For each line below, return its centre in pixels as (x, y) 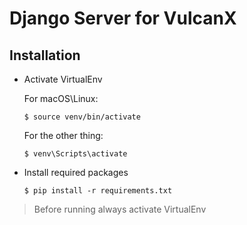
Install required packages (76, 172)
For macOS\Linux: (61, 98)
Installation (45, 55)
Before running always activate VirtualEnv (120, 209)
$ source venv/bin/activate (82, 117)
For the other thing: (63, 135)
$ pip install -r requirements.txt (98, 191)
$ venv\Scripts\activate (75, 154)
